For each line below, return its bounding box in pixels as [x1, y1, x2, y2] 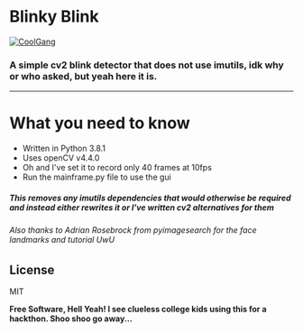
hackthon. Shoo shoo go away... [9, 313, 133, 324]
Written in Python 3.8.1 [22, 143, 106, 154]
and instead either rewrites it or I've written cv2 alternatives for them [9, 201, 275, 213]
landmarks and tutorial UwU [9, 235, 115, 245]
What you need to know [9, 113, 191, 134]
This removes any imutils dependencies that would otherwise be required [9, 192, 291, 203]
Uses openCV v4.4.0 [22, 153, 100, 163]
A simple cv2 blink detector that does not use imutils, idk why [9, 59, 284, 71]
